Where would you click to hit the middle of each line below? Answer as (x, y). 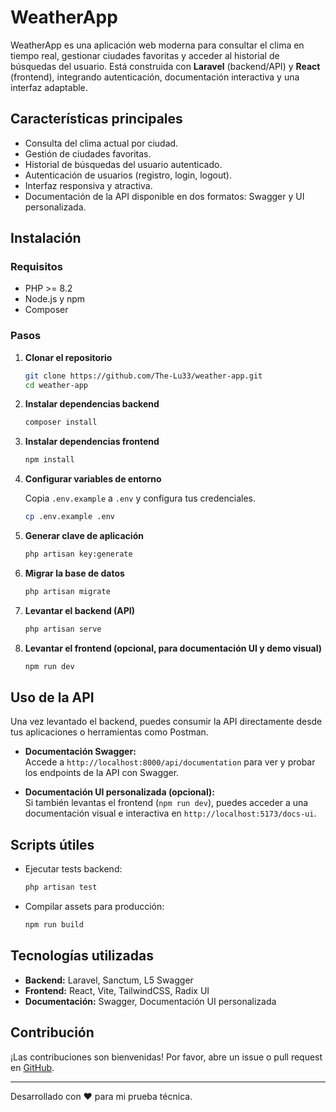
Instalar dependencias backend (92, 404)
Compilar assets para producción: (94, 907)
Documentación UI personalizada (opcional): (119, 792)
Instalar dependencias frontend (92, 442)
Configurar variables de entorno (93, 479)
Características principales (96, 119)
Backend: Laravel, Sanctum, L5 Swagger (109, 980)
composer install (61, 422)
